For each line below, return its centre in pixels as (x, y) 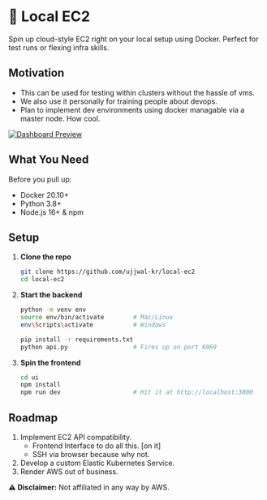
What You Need (49, 160)
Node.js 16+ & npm (52, 212)
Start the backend (51, 295)
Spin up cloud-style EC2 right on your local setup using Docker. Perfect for (133, 39)
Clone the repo (45, 257)
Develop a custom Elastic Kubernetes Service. (97, 463)
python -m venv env (53, 310)
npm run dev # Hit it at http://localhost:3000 (136, 392)
